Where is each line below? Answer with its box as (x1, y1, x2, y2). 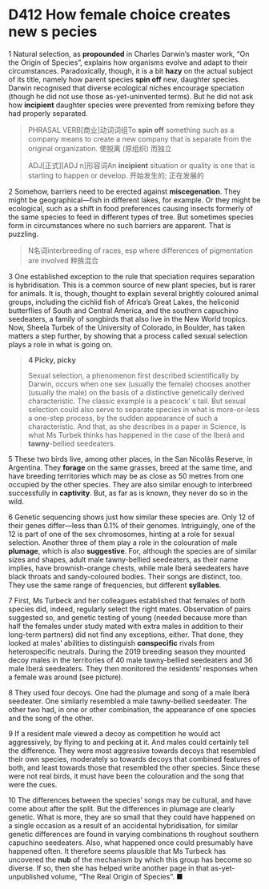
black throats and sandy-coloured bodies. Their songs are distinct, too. (8, 571, 243, 581)
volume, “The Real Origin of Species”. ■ (50, 871, 183, 881)
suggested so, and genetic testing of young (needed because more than (8, 612, 247, 622)
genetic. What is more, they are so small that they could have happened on (8, 812, 255, 822)
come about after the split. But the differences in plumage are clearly (8, 803, 235, 813)
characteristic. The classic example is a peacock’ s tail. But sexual (27, 396, 247, 406)
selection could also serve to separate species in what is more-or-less (27, 404, 260, 414)
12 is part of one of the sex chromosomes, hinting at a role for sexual (8, 529, 235, 539)
